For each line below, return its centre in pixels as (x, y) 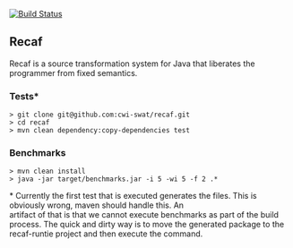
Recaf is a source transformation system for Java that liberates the (132, 64)
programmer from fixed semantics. (73, 73)
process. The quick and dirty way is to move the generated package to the (147, 225)
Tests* (24, 96)
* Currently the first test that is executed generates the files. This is (133, 196)
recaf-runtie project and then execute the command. (106, 234)
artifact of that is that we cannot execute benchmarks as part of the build (144, 215)
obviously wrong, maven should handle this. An (97, 205)
